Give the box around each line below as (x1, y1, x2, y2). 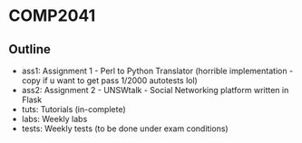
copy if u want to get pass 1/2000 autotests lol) (21, 75, 199, 86)
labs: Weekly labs (21, 114, 88, 124)
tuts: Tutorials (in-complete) (21, 104, 126, 114)
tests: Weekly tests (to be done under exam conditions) (21, 123, 229, 134)
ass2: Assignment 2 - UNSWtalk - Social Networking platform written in (21, 85, 289, 95)
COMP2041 (8, 5, 96, 26)
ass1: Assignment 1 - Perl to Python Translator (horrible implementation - (21, 65, 294, 76)
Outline (8, 42, 51, 57)
